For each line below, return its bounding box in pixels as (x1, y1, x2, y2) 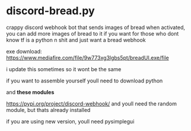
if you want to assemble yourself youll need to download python (6, 77, 163, 84)
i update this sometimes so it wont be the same (6, 65, 122, 72)
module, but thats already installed (6, 106, 91, 113)
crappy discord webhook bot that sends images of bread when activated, (6, 24, 186, 31)
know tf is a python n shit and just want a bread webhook (6, 36, 147, 43)
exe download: (6, 47, 43, 55)
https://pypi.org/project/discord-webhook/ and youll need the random (6, 100, 177, 107)
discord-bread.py (6, 4, 95, 18)
